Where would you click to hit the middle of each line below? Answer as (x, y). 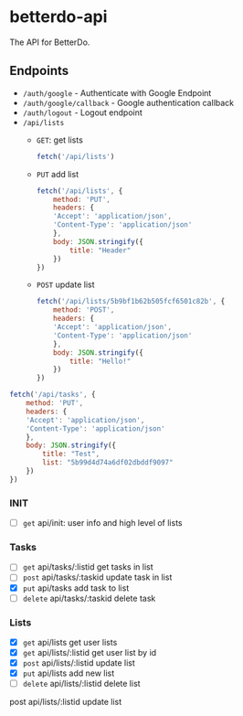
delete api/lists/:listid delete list (81, 684)
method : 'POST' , (84, 310)
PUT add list (58, 174)
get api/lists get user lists (70, 642)
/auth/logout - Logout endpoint (83, 112)
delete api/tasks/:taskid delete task (89, 598)
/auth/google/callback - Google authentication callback (128, 102)
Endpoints (39, 71)
